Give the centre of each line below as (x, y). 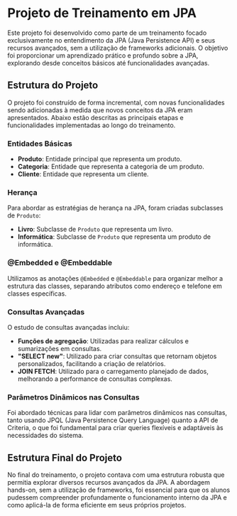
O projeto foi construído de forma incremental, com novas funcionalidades (116, 102)
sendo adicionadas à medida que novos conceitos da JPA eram (100, 110)
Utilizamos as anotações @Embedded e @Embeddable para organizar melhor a (115, 278)
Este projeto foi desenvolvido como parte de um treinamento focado (107, 33)
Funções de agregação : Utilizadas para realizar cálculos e (103, 341)
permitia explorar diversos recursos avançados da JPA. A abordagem (109, 483)
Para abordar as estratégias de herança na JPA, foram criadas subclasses (115, 208)
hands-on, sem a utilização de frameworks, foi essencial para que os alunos (119, 490)
